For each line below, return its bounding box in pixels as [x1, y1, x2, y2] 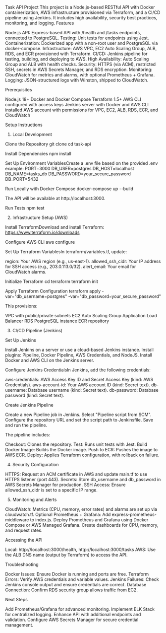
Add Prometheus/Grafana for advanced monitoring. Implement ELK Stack [5, 606, 155, 612]
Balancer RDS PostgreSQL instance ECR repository [5, 318, 110, 324]
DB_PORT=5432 [5, 176, 39, 182]
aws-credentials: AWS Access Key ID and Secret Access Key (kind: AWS [5, 377, 154, 382]
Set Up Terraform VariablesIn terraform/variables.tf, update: [5, 249, 127, 255]
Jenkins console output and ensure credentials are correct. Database [5, 582, 147, 587]
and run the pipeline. [5, 422, 48, 428]
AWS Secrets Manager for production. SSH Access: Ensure [5, 482, 126, 488]
